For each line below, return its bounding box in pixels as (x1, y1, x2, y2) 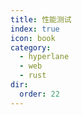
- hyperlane (19, 52, 70, 62)
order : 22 (19, 89, 60, 99)
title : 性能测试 (10, 14, 72, 25)
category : (10, 42, 52, 53)
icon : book (10, 33, 56, 43)
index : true (10, 24, 60, 34)
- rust (19, 71, 47, 81)
